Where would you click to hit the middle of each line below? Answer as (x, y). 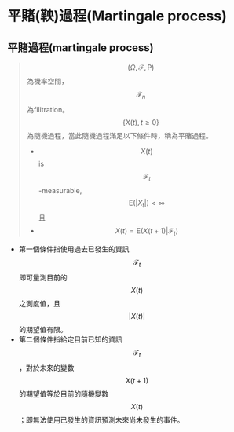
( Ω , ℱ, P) (141, 67)
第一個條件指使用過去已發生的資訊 (74, 249)
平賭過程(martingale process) (80, 48)
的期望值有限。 (43, 329)
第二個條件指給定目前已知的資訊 (70, 339)
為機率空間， (47, 81)
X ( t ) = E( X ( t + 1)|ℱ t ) (146, 232)
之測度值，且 (39, 303)
